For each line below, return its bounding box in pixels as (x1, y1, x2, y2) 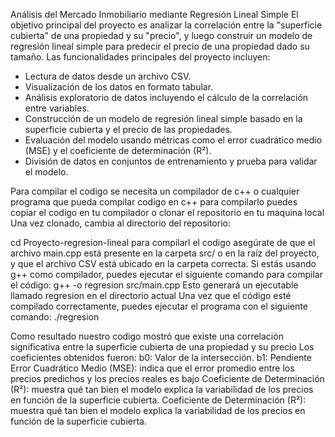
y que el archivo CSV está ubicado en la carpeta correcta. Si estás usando (10, 258, 317, 269)
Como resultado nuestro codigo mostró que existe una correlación (10, 330, 284, 342)
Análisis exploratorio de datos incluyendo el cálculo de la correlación (24, 92, 309, 103)
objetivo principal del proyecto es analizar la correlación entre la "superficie (10, 19, 323, 31)
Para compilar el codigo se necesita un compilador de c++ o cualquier (10, 185, 300, 197)
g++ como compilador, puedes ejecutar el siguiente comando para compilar (10, 269, 324, 280)
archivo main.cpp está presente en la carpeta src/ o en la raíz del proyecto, (10, 247, 320, 259)
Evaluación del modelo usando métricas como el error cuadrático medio (24, 134, 323, 146)
